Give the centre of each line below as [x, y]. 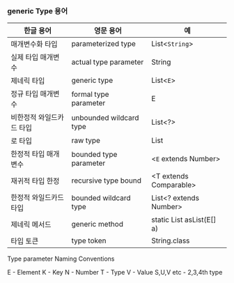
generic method [97, 224]
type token [89, 240]
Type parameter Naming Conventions [61, 259]
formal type [90, 94]
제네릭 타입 [28, 81]
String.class [171, 240]
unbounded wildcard [105, 118]
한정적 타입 [28, 154]
